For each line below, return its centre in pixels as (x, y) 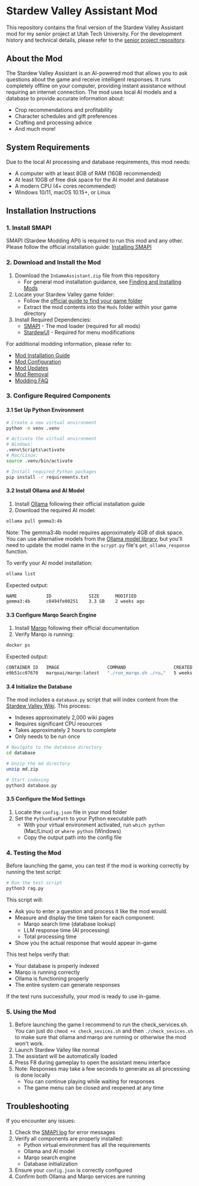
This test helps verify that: (38, 954)
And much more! (35, 128)
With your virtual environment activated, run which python (94, 825)
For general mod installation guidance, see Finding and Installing (102, 282)
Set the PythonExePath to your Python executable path (80, 818)
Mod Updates (31, 368)
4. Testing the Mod (34, 853)
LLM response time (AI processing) (67, 930)
